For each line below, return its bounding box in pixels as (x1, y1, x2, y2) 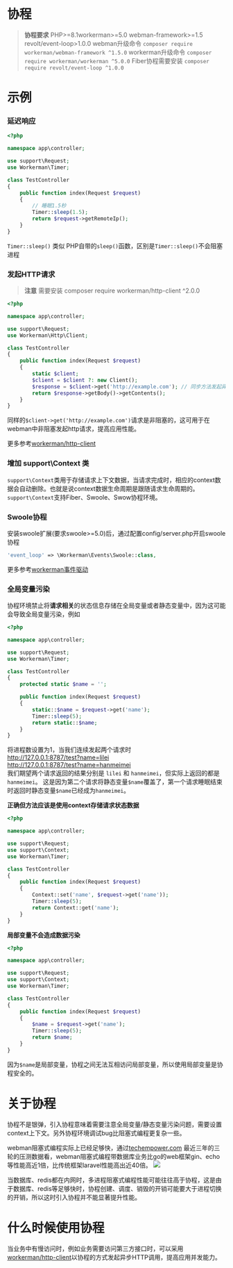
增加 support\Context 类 (7, 459, 89, 468)
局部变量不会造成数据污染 (7, 930, 80, 939)
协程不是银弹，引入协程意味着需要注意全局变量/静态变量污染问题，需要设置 (7, 1120, 223, 1128)
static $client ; (32, 370, 79, 377)
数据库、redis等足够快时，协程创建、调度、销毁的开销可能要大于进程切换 (12, 1184, 222, 1192)
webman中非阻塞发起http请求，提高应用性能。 (7, 425, 141, 433)
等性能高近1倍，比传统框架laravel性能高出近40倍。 (7, 1161, 152, 1169)
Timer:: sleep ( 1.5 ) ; (32, 209, 89, 216)
